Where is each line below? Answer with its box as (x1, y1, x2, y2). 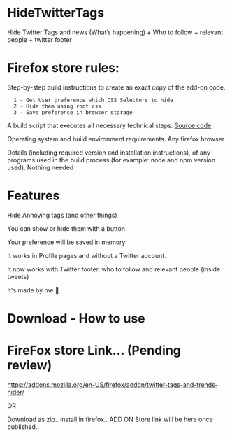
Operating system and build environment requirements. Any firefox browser (7, 134, 225, 143)
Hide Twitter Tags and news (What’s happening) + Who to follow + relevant (7, 28, 224, 36)
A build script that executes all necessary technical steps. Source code (7, 121, 212, 129)
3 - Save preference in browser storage (13, 108, 133, 116)
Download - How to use (7, 311, 145, 326)
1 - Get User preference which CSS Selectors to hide (13, 97, 173, 104)
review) (7, 358, 52, 374)
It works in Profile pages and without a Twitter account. (7, 251, 166, 260)
